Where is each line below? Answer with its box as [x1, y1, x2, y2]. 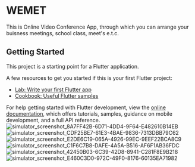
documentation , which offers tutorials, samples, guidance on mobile [6, 110, 172, 117]
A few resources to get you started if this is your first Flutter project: [6, 74, 172, 81]
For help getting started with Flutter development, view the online [6, 104, 166, 111]
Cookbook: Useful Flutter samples [14, 92, 99, 99]
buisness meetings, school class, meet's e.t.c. [6, 29, 119, 36]
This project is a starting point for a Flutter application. [6, 63, 139, 70]
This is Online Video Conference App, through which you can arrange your [6, 23, 189, 30]
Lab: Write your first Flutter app [14, 86, 92, 93]
